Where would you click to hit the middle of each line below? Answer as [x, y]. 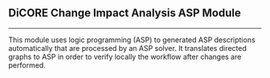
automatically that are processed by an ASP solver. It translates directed [128, 48]
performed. [27, 65]
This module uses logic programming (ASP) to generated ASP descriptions [132, 40]
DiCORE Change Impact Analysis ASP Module [125, 13]
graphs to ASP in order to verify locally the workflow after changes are [125, 57]
